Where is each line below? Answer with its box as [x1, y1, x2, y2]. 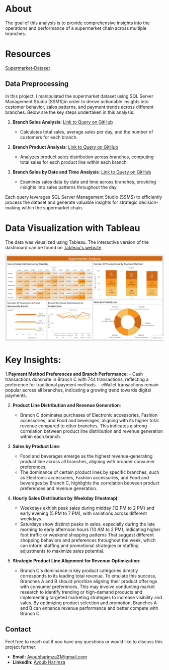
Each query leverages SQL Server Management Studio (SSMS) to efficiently [5, 194, 162, 200]
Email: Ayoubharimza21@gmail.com [12, 653, 87, 660]
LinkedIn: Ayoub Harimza [12, 659, 65, 665]
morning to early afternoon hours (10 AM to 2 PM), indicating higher [20, 526, 161, 532]
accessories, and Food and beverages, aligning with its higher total [20, 417, 159, 423]
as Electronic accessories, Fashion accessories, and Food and [20, 474, 149, 480]
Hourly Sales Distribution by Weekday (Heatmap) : [12, 495, 119, 501]
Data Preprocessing [5, 79, 69, 88]
